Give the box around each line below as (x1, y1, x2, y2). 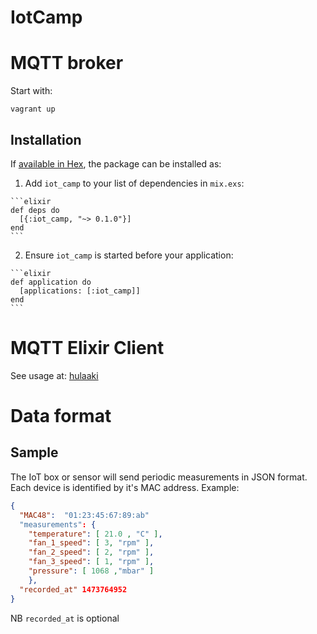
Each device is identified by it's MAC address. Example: (10, 481, 240, 493)
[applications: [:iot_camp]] (19, 286, 141, 296)
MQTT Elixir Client (10, 337, 165, 360)
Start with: (10, 85, 53, 97)
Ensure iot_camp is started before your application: (24, 249, 234, 261)
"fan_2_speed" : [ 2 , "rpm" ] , (28, 547, 155, 558)
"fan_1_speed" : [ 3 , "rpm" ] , (28, 538, 155, 548)
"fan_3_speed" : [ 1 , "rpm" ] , (28, 557, 155, 567)
